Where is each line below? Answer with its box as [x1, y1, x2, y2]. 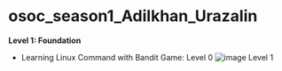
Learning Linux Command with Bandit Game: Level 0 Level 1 [20, 52, 274, 62]
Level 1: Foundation [8, 35, 82, 46]
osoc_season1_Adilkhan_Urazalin [8, 6, 258, 26]
